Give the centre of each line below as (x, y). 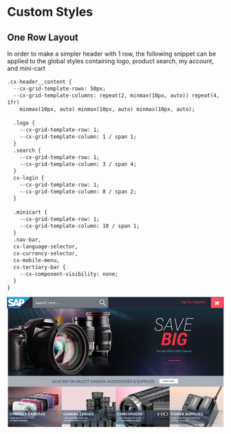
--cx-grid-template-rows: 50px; (60, 89)
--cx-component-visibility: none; (69, 274)
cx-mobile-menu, (36, 260)
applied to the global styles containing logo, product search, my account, (111, 61)
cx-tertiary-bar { (40, 267)
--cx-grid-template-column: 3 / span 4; (78, 164)
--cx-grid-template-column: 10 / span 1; (79, 226)
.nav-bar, (27, 240)
